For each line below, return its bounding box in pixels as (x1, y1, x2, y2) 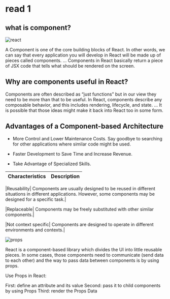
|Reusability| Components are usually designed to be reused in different (5, 185, 156, 191)
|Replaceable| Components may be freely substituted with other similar (5, 206, 154, 212)
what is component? (5, 23, 71, 32)
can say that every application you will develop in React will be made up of (5, 52, 161, 58)
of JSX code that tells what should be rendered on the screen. (5, 63, 135, 69)
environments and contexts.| (5, 227, 65, 233)
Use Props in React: (5, 273, 47, 279)
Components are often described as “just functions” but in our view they (5, 91, 157, 97)
